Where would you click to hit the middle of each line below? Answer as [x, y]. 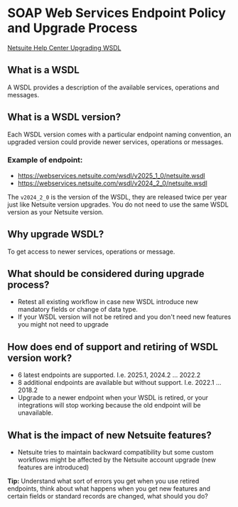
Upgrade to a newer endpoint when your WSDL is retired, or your [113, 398]
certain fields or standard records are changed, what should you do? [108, 496]
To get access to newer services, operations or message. [91, 251]
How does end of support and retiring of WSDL [113, 347]
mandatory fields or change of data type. [78, 310]
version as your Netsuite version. [56, 212]
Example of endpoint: [45, 160]
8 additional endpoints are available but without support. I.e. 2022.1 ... [119, 383]
